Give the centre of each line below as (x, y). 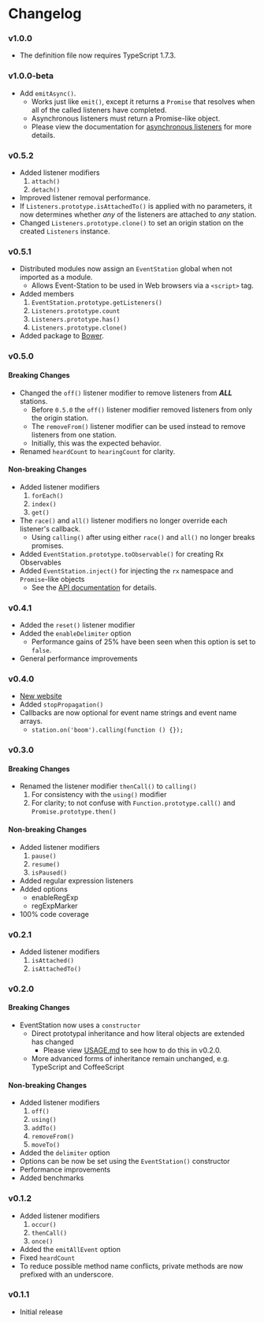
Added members (47, 294)
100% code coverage (54, 914)
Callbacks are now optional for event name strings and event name (128, 713)
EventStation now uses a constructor (80, 1025)
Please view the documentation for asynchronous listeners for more (141, 126)
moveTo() (46, 1145)
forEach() (48, 496)
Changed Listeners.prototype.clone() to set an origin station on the (132, 223)
